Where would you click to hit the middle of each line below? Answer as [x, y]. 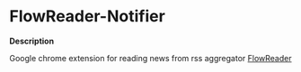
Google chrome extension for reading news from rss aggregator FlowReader [150, 58]
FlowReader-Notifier [88, 16]
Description [32, 41]
